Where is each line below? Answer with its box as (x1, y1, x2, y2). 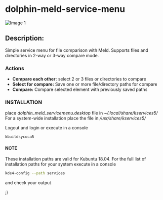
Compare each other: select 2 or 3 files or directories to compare (12, 76, 147, 82)
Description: (5, 34, 44, 42)
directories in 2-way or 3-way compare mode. (5, 52, 99, 58)
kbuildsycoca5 (5, 134, 35, 139)
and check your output (5, 180, 51, 186)
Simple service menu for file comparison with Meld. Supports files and (5, 47, 149, 53)
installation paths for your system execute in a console (5, 161, 116, 167)
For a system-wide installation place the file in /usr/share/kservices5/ (5, 115, 146, 121)
